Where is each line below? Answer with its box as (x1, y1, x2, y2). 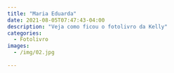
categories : (7, 29, 42, 37)
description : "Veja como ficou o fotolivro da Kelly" (7, 23, 168, 30)
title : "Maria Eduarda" (7, 10, 77, 17)
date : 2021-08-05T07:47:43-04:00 (7, 17, 105, 24)
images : (7, 42, 30, 49)
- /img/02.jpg (13, 49, 55, 56)
